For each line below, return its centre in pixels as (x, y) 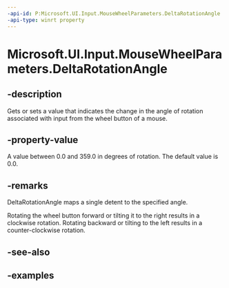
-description (34, 94)
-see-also (29, 252)
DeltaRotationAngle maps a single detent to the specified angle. (98, 202)
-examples (31, 275)
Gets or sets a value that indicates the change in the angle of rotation (105, 111)
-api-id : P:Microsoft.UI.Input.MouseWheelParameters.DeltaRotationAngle (114, 13)
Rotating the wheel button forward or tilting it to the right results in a (103, 215)
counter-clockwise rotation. (47, 230)
